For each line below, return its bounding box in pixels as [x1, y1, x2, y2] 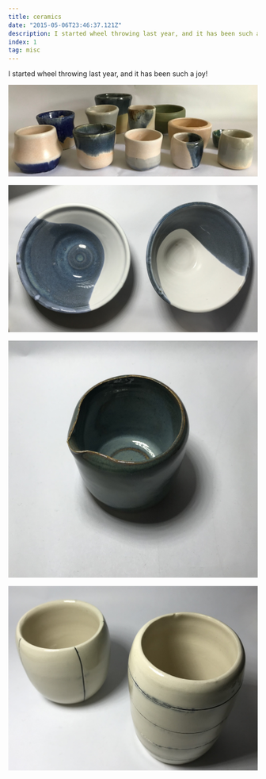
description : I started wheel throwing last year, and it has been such [8, 29, 253, 37]
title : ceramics [8, 13, 62, 21]
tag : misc [8, 46, 41, 55]
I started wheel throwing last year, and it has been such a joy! [8, 69, 208, 79]
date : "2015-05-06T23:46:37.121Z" [8, 21, 123, 29]
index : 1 [8, 38, 37, 46]
